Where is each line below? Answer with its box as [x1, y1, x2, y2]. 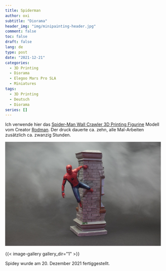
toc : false [5, 34, 28, 39]
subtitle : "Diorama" [5, 18, 48, 23]
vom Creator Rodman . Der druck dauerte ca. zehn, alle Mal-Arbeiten [5, 127, 144, 133]
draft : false [5, 40, 32, 45]
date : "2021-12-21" [5, 55, 45, 60]
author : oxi [5, 13, 30, 18]
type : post [5, 50, 28, 54]
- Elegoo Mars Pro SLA [9, 76, 56, 81]
